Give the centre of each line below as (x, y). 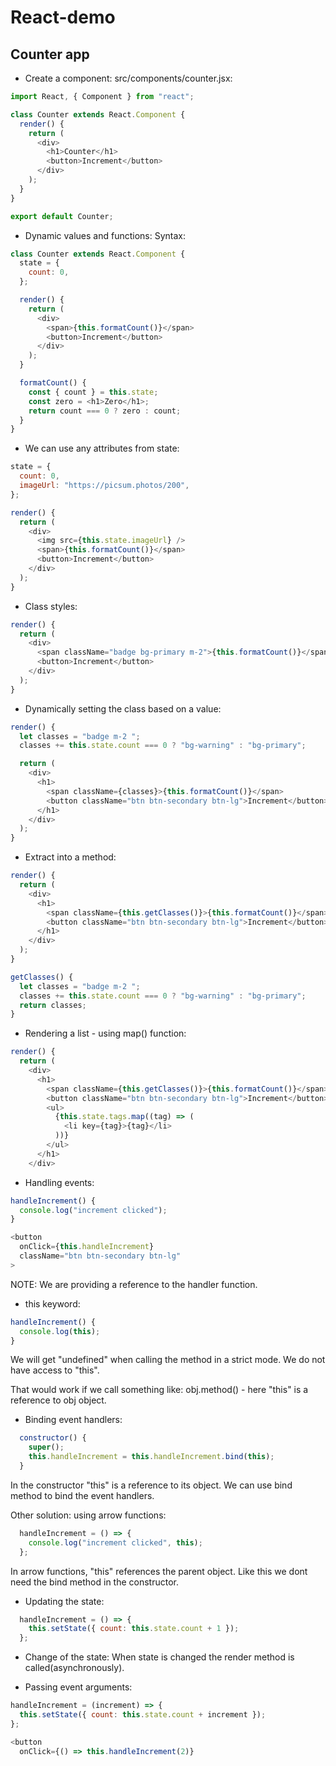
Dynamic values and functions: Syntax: (105, 235)
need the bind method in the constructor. (95, 1582)
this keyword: (52, 1303)
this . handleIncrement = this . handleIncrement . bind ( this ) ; (151, 1457)
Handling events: (59, 1182)
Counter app (50, 54)
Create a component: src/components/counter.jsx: (128, 78)
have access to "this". (55, 1370)
